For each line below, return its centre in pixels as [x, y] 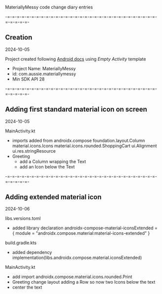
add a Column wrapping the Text [53, 161]
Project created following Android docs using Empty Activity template [76, 59]
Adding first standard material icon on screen [76, 109]
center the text [27, 287]
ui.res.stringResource [34, 151]
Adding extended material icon [53, 197]
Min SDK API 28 [28, 79]
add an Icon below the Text [47, 167]
